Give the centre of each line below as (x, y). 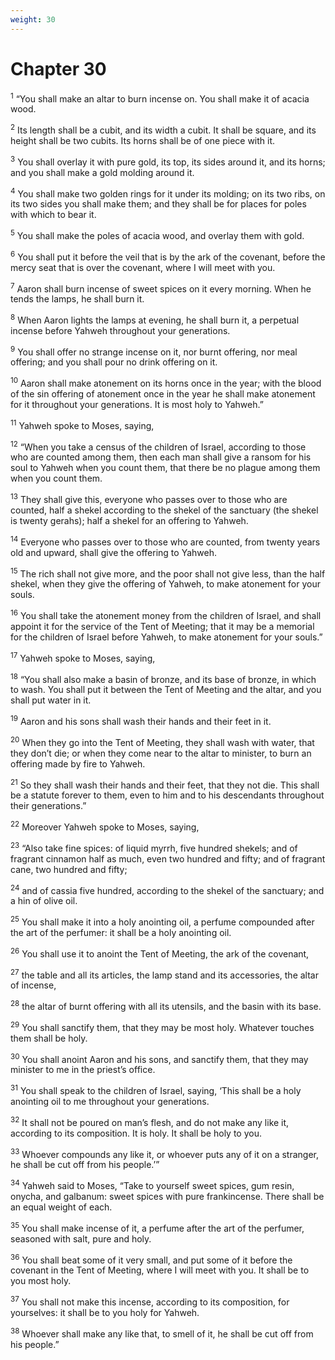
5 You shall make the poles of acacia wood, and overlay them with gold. (157, 234)
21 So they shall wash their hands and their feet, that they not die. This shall (165, 784)
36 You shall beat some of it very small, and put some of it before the (151, 1259)
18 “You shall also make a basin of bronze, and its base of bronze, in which (163, 678)
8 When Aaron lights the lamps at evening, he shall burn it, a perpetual (155, 319)
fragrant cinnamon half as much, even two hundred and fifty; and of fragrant (168, 858)
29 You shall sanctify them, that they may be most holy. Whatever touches (162, 1026)
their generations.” (48, 806)
